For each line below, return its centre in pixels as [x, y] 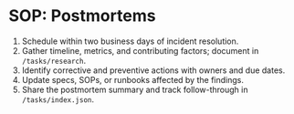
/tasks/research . [54, 60]
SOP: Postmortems [82, 16]
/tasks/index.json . [58, 99]
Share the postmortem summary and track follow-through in [135, 89]
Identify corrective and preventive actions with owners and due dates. [153, 70]
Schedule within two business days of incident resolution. [130, 41]
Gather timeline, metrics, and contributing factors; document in [140, 50]
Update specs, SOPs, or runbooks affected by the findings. [132, 79]
